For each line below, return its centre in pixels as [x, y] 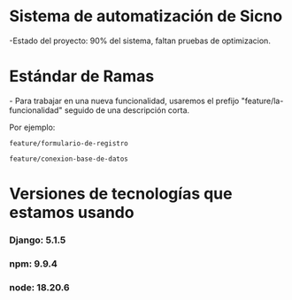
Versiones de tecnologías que [121, 194]
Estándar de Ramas [82, 76]
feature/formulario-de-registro [69, 143]
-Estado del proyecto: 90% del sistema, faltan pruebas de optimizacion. [140, 41]
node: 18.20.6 [39, 287]
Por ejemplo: [32, 127]
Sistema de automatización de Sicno [146, 16]
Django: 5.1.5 [38, 240]
